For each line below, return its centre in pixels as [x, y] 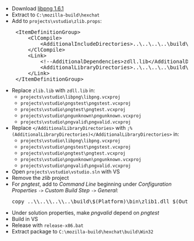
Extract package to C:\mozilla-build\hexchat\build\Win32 [82, 231]
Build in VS [25, 219]
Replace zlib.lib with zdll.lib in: [53, 90]
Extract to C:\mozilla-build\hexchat [55, 15]
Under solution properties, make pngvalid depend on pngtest [85, 213]
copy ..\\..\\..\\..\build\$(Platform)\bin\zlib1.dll [91, 201]
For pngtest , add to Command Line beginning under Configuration [91, 184]
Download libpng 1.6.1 [38, 9]
